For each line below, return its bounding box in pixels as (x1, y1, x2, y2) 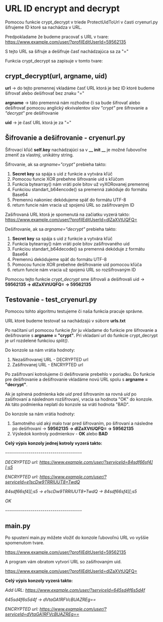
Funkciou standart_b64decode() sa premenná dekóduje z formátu (12, 246, 145, 252)
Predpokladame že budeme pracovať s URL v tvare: (5, 34, 109, 40)
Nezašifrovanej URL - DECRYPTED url (12, 357, 89, 363)
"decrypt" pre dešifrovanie (5, 110, 59, 116)
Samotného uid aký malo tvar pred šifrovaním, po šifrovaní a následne (12, 421, 153, 427)
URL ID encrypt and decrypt (5, 3, 120, 14)
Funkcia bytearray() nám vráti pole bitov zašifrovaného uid (12, 240, 130, 247)
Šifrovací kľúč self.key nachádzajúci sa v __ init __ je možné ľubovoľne (5, 147, 147, 152)
